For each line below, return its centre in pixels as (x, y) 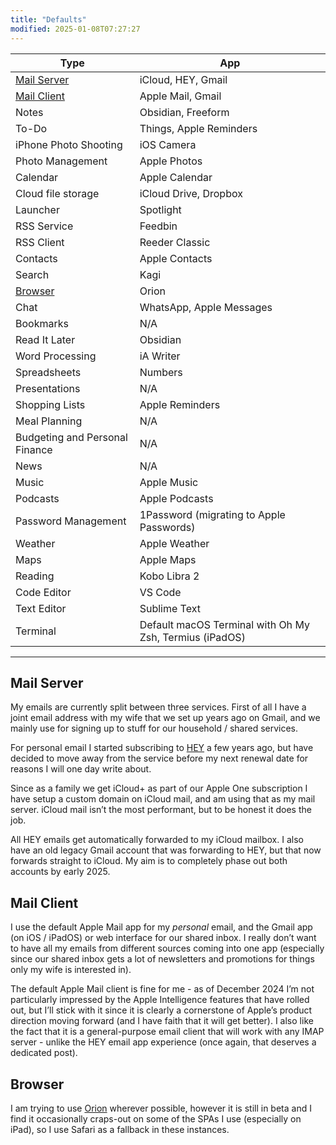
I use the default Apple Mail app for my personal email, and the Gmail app (161, 927)
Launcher (37, 209)
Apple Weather (174, 543)
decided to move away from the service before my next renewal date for (159, 758)
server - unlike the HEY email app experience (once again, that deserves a (163, 1042)
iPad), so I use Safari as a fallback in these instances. (120, 1129)
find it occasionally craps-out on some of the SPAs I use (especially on (156, 1118)
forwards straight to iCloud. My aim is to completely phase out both (149, 861)
